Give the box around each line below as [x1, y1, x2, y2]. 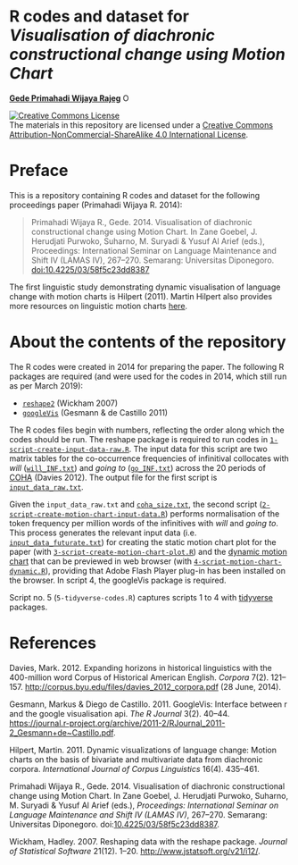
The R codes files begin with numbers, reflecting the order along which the [9, 424, 285, 435]
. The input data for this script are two [128, 443, 268, 454]
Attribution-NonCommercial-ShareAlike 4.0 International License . [9, 129, 249, 139]
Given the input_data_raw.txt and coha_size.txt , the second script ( [9, 499, 263, 509]
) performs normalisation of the [164, 508, 280, 519]
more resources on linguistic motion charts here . [9, 300, 188, 311]
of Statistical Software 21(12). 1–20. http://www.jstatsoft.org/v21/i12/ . [9, 845, 261, 856]
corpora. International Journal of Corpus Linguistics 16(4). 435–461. [9, 763, 261, 774]
